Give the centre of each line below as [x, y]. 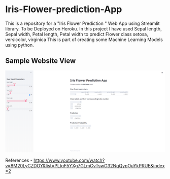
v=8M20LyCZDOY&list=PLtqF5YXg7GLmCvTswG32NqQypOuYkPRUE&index [85, 165]
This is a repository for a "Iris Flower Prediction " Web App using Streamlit [82, 23]
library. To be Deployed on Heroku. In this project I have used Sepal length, [83, 28]
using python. [20, 45]
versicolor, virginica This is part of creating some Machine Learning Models [84, 40]
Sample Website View [41, 61]
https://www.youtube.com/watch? [69, 160]
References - [19, 160]
